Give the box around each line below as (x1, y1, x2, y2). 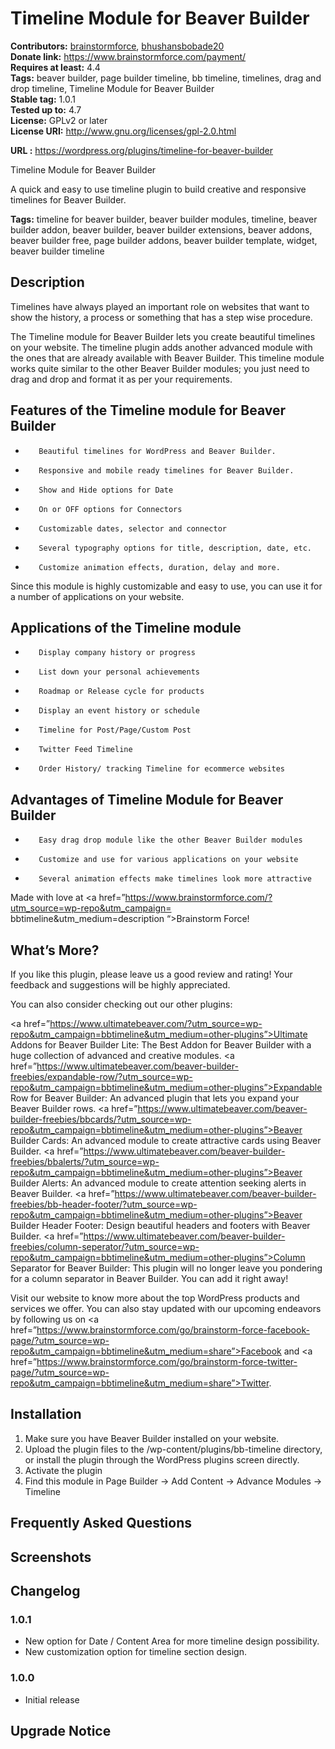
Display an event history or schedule (38, 706, 200, 716)
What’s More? (10, 942, 100, 959)
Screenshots (10, 1548, 92, 1566)
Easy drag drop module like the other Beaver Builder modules (38, 835, 303, 846)
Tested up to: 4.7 (10, 103, 82, 116)
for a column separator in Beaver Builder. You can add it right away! (10, 1273, 289, 1284)
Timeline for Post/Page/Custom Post (38, 725, 192, 736)
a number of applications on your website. (10, 590, 185, 602)
